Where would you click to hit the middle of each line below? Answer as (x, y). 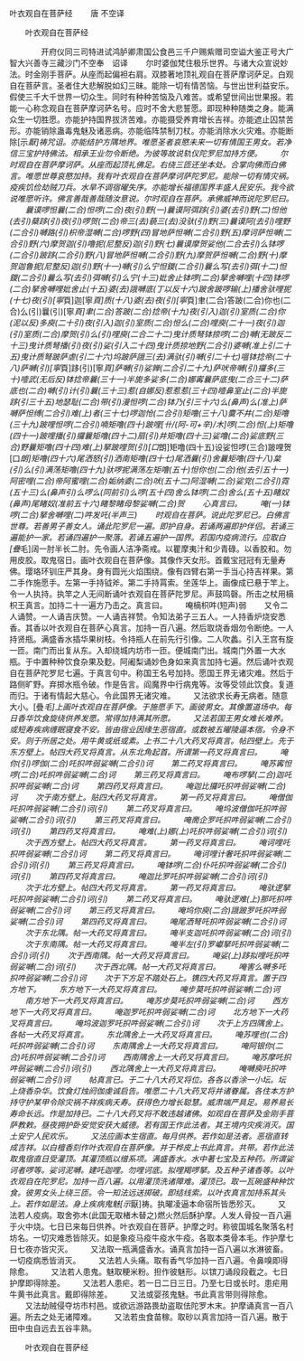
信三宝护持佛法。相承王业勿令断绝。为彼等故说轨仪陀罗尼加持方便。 (136, 153)
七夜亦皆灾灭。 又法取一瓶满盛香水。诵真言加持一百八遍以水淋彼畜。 (152, 1249)
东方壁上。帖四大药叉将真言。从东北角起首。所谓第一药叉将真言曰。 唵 (149, 752)
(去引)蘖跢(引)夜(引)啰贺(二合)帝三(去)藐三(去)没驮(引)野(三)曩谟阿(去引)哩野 (150, 221)
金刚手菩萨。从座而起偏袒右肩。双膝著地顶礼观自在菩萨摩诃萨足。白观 (163, 74)
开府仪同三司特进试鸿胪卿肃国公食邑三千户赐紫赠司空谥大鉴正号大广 (167, 52)
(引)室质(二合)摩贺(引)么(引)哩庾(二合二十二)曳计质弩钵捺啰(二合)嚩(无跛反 (147, 334)
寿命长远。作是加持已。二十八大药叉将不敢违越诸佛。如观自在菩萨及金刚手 (147, 1113)
